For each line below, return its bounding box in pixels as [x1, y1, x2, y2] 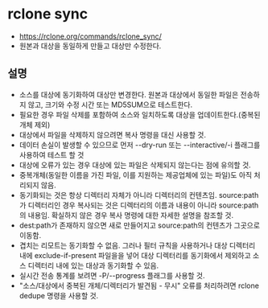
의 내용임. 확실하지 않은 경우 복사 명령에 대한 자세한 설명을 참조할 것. [19, 210, 234, 220]
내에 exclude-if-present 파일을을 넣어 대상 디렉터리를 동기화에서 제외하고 [19, 250, 251, 260]
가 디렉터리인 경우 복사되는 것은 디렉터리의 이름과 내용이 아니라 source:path [19, 200, 259, 210]
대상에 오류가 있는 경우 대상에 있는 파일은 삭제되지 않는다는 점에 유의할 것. [19, 160, 251, 170]
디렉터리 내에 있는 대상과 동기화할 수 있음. [27, 261, 159, 270]
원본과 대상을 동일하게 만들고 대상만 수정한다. [19, 41, 162, 51]
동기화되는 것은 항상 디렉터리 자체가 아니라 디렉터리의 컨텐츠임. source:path [19, 190, 259, 199]
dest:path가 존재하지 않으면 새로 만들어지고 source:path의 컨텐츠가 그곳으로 [19, 220, 261, 230]
